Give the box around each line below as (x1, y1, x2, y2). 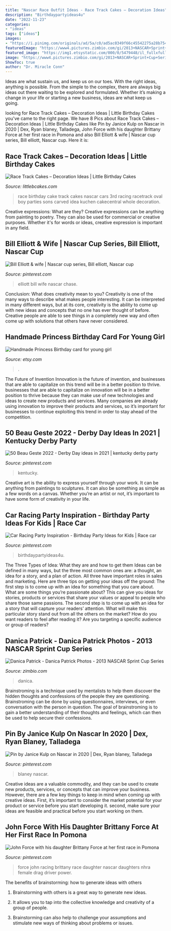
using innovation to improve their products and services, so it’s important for (5, 403, 165, 409)
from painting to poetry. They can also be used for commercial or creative (5, 214, 160, 220)
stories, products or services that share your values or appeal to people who (5, 595, 165, 601)
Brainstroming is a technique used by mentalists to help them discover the (5, 688, 161, 694)
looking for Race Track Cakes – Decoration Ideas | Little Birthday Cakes (5, 110, 155, 116)
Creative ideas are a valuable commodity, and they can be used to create (5, 780, 159, 787)
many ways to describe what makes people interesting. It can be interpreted (5, 296, 165, 302)
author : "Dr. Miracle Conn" (5, 64, 65, 69)
